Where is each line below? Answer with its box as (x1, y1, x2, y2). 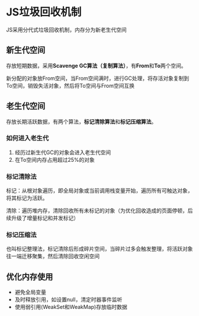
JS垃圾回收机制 (6, 5, 82, 19)
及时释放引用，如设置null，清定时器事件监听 (14, 296, 123, 303)
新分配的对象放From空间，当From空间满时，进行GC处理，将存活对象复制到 (6, 75, 190, 82)
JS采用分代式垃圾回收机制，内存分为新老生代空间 (6, 26, 127, 33)
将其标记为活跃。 (6, 194, 48, 202)
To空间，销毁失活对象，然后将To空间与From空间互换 (6, 82, 135, 89)
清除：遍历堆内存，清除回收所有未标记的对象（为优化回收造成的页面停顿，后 (6, 207, 193, 214)
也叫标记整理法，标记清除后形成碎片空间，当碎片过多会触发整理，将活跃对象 (6, 245, 193, 253)
